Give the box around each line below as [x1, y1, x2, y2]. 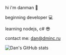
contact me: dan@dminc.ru [5, 35, 61, 41]
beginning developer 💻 [5, 15, 53, 20]
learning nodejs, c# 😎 [5, 26, 51, 31]
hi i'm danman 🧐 [5, 5, 38, 10]
